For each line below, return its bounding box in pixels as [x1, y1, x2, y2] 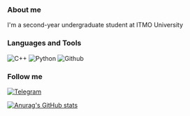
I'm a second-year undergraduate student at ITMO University [7, 21, 184, 29]
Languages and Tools [7, 38, 82, 48]
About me [7, 5, 42, 15]
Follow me [7, 71, 43, 81]
